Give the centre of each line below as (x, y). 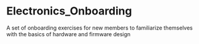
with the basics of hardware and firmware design (68, 34)
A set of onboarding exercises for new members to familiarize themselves (99, 28)
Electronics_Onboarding (69, 11)
